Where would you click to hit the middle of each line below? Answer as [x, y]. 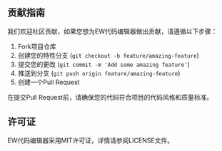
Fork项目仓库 [37, 46]
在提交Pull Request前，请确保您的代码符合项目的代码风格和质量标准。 [110, 97]
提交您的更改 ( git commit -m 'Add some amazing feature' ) [104, 64]
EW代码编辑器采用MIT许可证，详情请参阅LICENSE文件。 [90, 140]
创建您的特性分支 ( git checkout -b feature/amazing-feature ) [109, 55]
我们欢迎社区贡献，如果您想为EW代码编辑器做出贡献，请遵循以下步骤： [112, 31]
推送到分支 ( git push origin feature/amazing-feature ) [99, 73]
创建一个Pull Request [49, 82]
